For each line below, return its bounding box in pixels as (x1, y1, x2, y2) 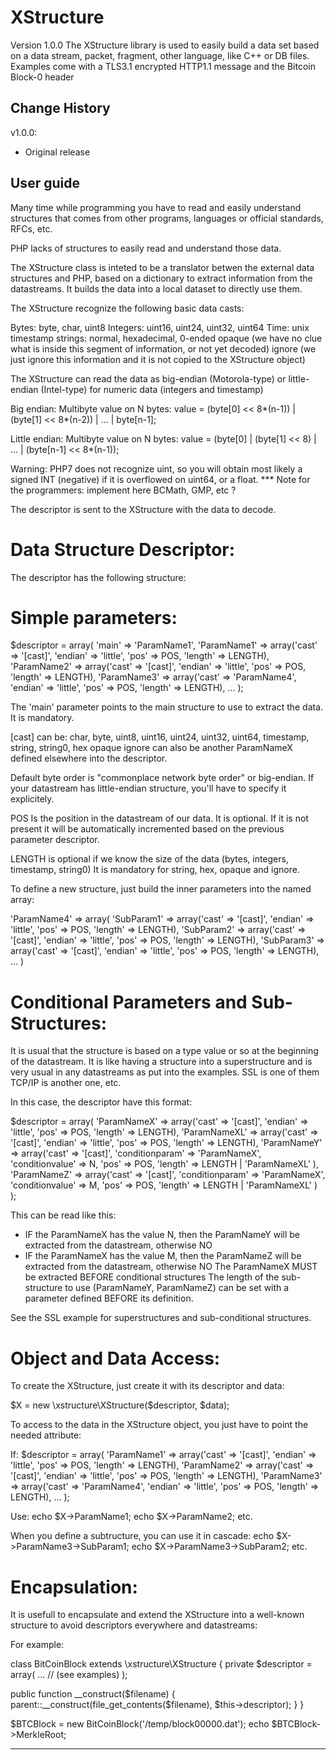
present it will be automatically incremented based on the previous (10, 823, 285, 835)
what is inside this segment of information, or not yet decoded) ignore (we (10, 342, 317, 355)
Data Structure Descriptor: (10, 538, 236, 561)
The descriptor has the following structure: (10, 571, 187, 583)
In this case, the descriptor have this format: (10, 1096, 193, 1108)
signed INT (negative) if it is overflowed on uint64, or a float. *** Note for (10, 473, 311, 485)
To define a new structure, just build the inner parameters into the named (10, 883, 312, 895)
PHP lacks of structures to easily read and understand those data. (10, 242, 282, 254)
